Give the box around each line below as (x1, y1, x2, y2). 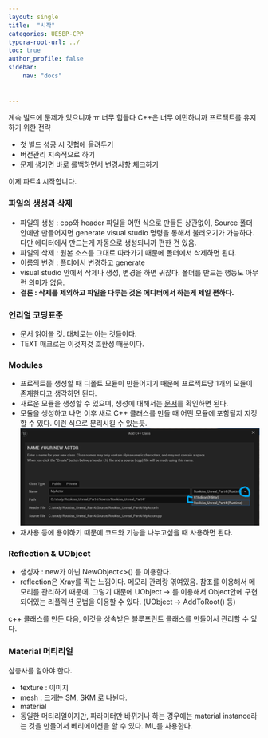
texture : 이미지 (19, 682, 69, 692)
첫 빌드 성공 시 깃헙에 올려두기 (19, 140, 114, 149)
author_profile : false (8, 55, 84, 63)
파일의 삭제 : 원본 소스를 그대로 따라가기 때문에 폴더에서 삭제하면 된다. (19, 247, 237, 257)
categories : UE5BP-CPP (8, 30, 84, 37)
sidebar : (8, 64, 37, 72)
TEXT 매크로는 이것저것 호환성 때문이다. (19, 339, 145, 349)
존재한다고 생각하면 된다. (19, 389, 97, 398)
